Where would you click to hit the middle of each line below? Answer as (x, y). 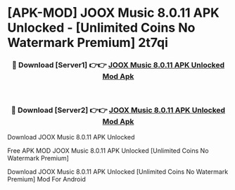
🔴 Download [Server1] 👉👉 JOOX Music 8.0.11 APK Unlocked (118, 65)
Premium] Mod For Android (47, 179)
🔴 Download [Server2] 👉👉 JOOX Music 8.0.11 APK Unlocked (118, 110)
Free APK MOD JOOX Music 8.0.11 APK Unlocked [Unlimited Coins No (108, 150)
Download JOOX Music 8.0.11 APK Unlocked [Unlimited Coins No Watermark (118, 171)
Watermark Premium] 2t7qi (88, 43)
